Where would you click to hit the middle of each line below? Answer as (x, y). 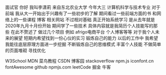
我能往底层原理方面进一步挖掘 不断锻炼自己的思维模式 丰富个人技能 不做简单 (83, 44)
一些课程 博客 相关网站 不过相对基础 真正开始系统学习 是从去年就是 (86, 19)
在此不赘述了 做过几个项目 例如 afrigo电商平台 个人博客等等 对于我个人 (83, 32)
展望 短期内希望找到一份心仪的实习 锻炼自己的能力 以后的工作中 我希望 (86, 38)
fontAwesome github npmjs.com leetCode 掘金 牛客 (58, 67)
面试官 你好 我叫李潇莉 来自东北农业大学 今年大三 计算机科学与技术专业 (78, 7)
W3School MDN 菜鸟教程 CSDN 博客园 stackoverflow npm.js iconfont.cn (80, 61)
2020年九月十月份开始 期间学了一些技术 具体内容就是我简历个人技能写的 (79, 26)
